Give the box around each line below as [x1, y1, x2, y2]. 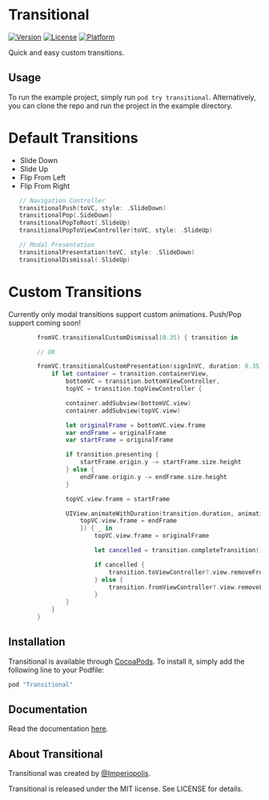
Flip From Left [19, 173, 66, 182]
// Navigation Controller [18, 197, 106, 205]
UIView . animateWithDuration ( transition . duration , [65, 510, 235, 518]
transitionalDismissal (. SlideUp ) [18, 255, 130, 264]
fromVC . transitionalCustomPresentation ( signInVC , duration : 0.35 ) [37, 363, 263, 371]
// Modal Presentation [18, 241, 94, 250]
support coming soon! [8, 318, 82, 327]
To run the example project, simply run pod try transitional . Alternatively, [8, 92, 256, 102]
